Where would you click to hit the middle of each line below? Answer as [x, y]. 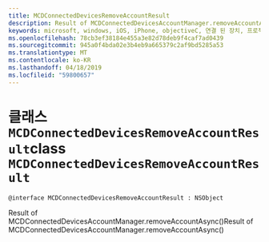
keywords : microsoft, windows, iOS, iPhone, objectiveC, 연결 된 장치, [126, 30]
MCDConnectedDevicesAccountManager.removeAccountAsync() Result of [131, 221]
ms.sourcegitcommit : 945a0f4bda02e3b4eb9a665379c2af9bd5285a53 [116, 46]
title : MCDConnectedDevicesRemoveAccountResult [89, 16]
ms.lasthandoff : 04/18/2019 [55, 68]
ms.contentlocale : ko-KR [50, 61]
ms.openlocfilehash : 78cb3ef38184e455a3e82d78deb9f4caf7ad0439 [116, 38]
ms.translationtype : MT [48, 53]
